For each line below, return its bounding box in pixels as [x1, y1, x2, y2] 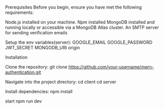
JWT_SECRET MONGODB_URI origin [5, 45, 80, 50]
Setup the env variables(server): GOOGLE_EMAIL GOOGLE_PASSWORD [5, 39, 153, 45]
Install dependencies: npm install [5, 89, 73, 94]
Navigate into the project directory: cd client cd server [5, 79, 117, 85]
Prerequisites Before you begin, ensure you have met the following [5, 4, 142, 10]
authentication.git [5, 69, 41, 75]
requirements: [5, 9, 34, 15]
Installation [5, 54, 28, 60]
